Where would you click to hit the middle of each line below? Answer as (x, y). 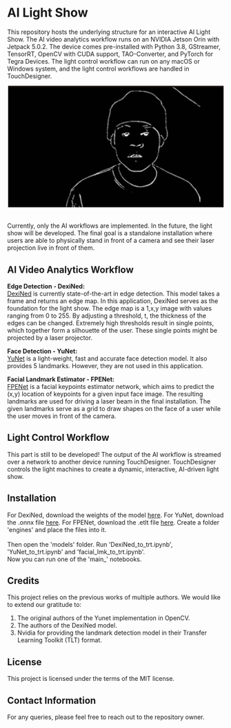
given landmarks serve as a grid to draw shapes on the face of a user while (114, 409)
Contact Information (52, 700)
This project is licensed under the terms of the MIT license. (91, 679)
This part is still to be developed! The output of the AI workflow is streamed (114, 454)
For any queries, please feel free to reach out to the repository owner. (106, 717)
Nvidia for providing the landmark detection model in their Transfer (112, 633)
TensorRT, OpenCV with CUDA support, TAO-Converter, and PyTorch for (110, 54)
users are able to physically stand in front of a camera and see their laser (111, 241)
